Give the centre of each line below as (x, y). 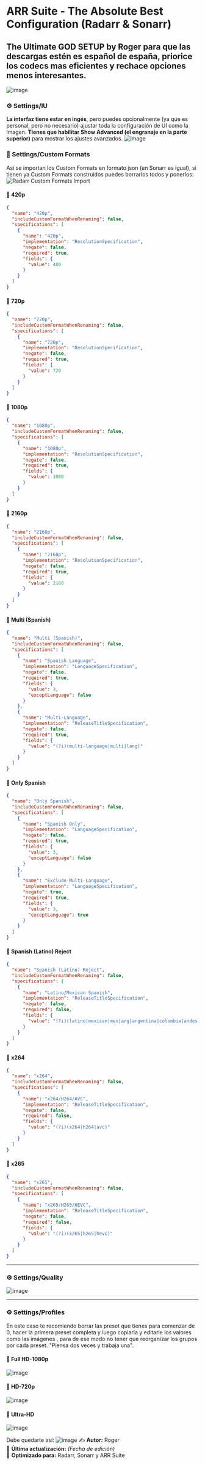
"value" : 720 (45, 371)
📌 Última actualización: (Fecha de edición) (61, 1449)
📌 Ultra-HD (20, 1414)
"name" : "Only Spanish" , (43, 801)
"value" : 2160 (46, 583)
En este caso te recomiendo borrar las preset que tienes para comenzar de (101, 1326)
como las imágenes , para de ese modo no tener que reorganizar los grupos (102, 1339)
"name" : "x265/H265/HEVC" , (57, 1205)
